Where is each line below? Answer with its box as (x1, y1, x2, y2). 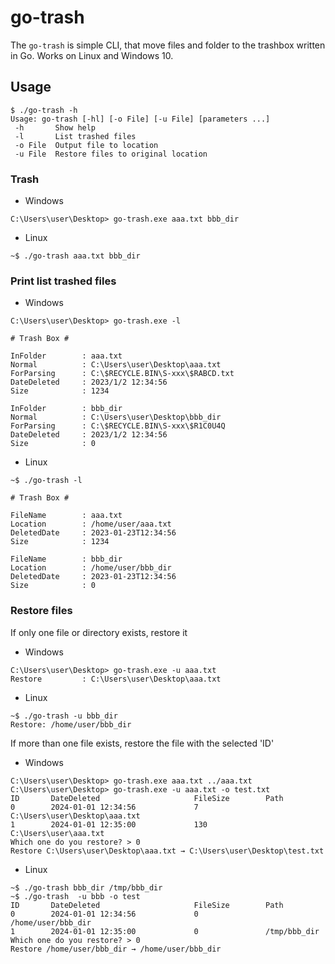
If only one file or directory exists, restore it (10, 626, 188, 638)
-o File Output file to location (14, 140, 159, 150)
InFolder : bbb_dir (10, 404, 123, 414)
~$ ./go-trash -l (10, 476, 83, 486)
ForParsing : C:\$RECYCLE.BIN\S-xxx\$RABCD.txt (10, 369, 235, 379)
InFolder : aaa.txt (10, 351, 123, 361)
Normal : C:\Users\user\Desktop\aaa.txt (10, 360, 222, 370)
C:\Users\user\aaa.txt (10, 828, 105, 838)
